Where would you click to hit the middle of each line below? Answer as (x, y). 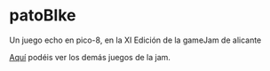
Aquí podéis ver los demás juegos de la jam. (90, 57)
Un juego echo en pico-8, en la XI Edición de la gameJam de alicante (135, 40)
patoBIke (43, 16)
